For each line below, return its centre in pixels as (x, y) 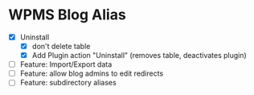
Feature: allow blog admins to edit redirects (92, 73)
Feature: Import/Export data (66, 64)
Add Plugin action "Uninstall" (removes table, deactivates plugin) (139, 56)
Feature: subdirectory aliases (68, 83)
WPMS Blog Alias (67, 15)
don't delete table (61, 46)
